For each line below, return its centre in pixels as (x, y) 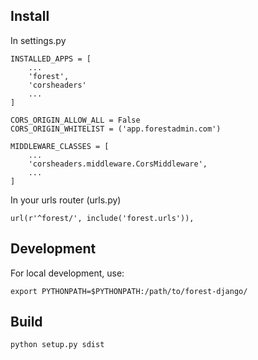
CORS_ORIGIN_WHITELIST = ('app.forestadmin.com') (116, 129)
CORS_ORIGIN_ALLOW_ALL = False (75, 120)
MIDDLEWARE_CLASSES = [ (60, 146)
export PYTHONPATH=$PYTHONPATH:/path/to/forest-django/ (129, 291)
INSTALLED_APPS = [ (51, 59)
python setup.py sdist (57, 345)
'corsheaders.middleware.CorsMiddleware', (118, 164)
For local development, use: (67, 273)
